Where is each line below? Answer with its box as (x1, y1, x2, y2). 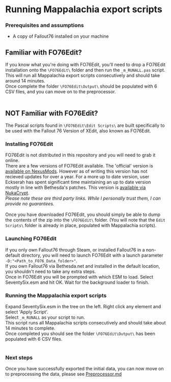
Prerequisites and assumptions (5, 22, 84, 29)
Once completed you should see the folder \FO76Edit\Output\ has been (5, 331, 155, 337)
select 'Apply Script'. (5, 309, 48, 315)
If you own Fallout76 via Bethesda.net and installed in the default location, (5, 263, 160, 269)
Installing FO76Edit (5, 141, 53, 148)
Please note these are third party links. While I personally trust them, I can (5, 195, 161, 202)
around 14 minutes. (5, 78, 46, 84)
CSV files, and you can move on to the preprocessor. (5, 89, 116, 95)
